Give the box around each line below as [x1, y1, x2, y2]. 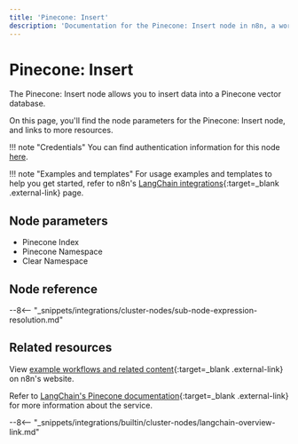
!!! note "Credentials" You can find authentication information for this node [9, 142, 281, 153]
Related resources [9, 340, 113, 355]
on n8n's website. [9, 373, 74, 384]
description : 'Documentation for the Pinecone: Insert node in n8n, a [9, 21, 276, 30]
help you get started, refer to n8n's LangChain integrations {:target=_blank [9, 178, 279, 189]
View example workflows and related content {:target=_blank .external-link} [9, 363, 284, 374]
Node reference [9, 281, 98, 297]
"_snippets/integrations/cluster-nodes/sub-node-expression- [34, 305, 258, 316]
